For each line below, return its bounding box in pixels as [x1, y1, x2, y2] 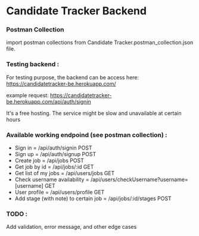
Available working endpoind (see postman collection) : [6, 131, 168, 139]
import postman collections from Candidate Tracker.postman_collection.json [6, 39, 194, 46]
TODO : [6, 210, 28, 218]
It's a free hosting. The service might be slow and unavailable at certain [6, 109, 182, 117]
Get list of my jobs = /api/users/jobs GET [14, 170, 115, 177]
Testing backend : [6, 60, 60, 69]
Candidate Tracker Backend [6, 4, 147, 18]
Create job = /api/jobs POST [14, 157, 85, 164]
